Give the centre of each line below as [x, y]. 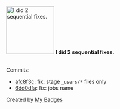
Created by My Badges [34, 99]
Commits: [18, 70]
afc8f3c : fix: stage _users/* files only [61, 81]
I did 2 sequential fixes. [85, 52]
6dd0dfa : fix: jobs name [44, 88]
